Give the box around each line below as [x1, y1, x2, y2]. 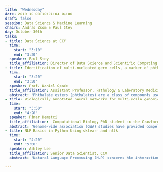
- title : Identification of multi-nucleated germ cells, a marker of [5, 66, 149, 71]
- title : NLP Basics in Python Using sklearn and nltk [5, 129, 118, 133]
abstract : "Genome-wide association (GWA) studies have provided [9, 124, 145, 129]
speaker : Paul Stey [9, 57, 49, 61]
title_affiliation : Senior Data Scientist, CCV [9, 151, 108, 156]
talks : [5, 34, 18, 39]
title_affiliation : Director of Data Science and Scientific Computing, [9, 61, 160, 66]
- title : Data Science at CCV [5, 39, 66, 43]
